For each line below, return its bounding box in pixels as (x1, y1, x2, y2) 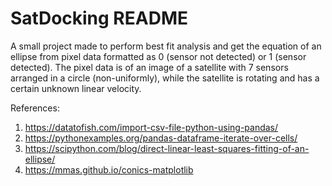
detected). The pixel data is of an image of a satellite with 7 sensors (10, 61, 289, 73)
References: (10, 102, 60, 114)
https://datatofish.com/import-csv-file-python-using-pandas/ (24, 121, 279, 133)
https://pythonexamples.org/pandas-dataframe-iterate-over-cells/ (24, 132, 298, 144)
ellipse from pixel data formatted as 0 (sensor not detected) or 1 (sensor (10, 50, 307, 62)
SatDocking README (10, 7, 188, 30)
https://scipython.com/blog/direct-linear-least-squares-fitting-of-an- (24, 142, 310, 154)
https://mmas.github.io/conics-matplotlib (24, 163, 194, 176)
